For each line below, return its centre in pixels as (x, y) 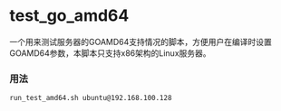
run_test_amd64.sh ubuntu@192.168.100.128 (91, 98)
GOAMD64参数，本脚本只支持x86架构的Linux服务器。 (110, 53)
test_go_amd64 (69, 16)
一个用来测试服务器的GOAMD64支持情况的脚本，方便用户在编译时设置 (140, 42)
